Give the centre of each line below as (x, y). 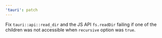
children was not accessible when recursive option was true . (70, 30)
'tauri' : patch (22, 10)
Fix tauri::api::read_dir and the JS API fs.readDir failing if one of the (81, 24)
